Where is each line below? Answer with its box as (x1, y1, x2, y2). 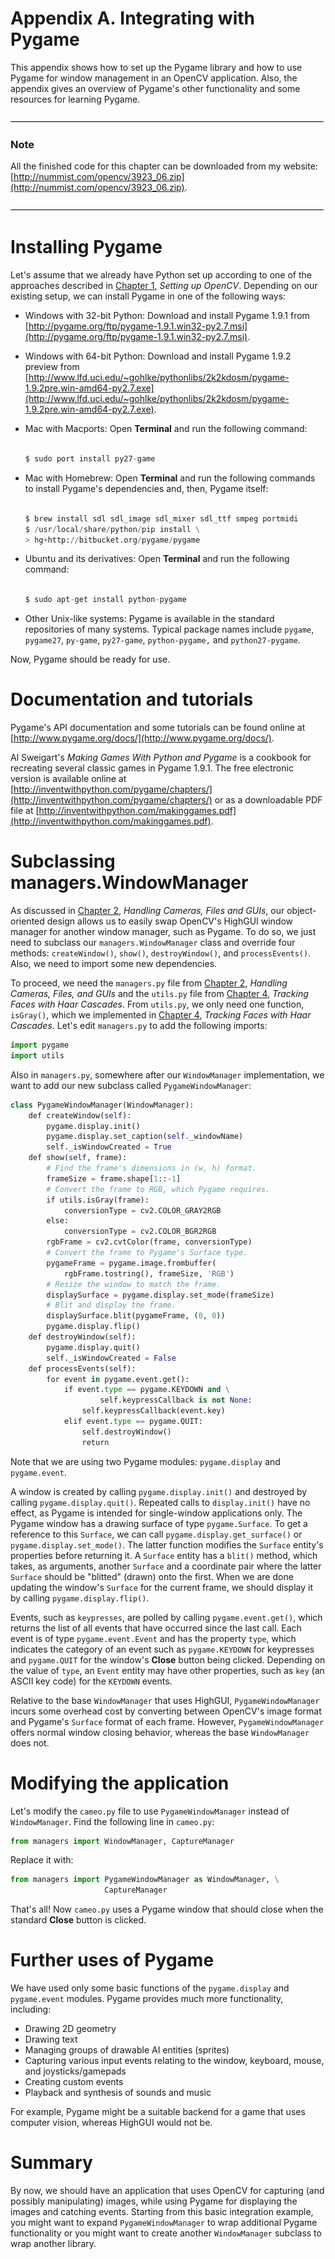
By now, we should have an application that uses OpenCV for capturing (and (10, 2185, 325, 2197)
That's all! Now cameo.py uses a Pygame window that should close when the (10, 1903, 324, 1916)
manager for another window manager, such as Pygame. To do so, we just (10, 926, 317, 938)
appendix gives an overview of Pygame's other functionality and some (10, 82, 301, 94)
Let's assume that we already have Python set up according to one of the (10, 269, 312, 281)
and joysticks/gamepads (24, 2065, 127, 2077)
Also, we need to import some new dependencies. (10, 958, 218, 970)
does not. (10, 1737, 50, 1749)
